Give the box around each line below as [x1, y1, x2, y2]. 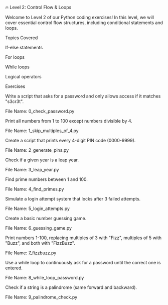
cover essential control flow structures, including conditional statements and [5, 20, 163, 26]
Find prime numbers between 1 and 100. [5, 176, 88, 182]
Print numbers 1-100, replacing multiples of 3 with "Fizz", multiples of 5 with [5, 235, 162, 241]
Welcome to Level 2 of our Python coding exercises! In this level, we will [5, 15, 154, 20]
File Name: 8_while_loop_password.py [5, 275, 84, 280]
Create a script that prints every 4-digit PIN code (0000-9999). [5, 138, 136, 143]
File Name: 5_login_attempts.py [5, 206, 70, 212]
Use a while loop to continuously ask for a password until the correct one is [5, 260, 161, 265]
